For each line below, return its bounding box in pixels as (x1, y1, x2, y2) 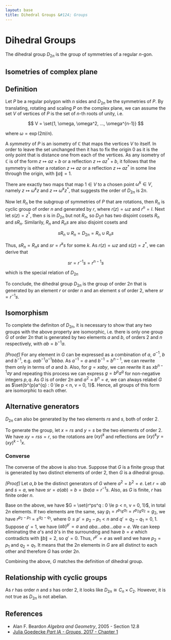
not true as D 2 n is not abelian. (5, 593, 68, 601)
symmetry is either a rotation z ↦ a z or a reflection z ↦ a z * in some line (5, 164, 156, 171)
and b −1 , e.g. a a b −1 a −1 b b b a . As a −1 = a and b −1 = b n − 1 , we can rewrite (5, 357, 155, 364)
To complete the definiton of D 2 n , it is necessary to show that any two (5, 322, 152, 330)
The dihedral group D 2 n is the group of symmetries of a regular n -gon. (5, 51, 153, 59)
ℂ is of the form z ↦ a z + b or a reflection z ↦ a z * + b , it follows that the (5, 157, 156, 164)
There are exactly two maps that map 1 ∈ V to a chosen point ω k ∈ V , (5, 180, 153, 187)
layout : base (5, 7, 33, 13)
